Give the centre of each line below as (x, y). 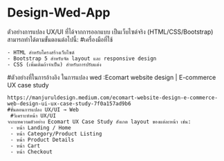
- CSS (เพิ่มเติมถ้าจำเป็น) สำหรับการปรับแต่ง (54, 64)
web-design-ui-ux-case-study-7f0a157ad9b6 (69, 104)
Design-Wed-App (59, 13)
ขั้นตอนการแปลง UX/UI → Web (45, 109)
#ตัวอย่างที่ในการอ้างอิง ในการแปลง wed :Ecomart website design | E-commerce (112, 77)
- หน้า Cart (25, 146)
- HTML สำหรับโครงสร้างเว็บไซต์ (41, 52)
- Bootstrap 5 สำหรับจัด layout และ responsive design (82, 58)
